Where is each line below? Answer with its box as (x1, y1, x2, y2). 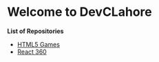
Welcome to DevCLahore (7, 4, 153, 20)
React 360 (17, 48, 47, 56)
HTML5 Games (17, 40, 61, 48)
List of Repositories (7, 27, 64, 35)
